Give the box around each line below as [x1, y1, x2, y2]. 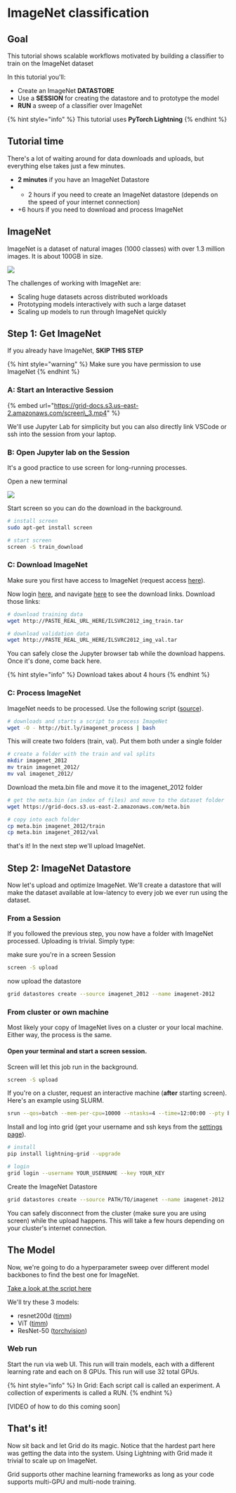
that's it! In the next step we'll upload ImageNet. [7, 842, 145, 850]
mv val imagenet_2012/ [7, 770, 74, 777]
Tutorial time [7, 135, 65, 147]
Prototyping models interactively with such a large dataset [17, 299, 186, 308]
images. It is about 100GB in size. [7, 252, 103, 260]
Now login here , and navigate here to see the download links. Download [7, 590, 216, 598]
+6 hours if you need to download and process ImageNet [17, 205, 184, 213]
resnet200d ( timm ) [17, 1311, 72, 1320]
